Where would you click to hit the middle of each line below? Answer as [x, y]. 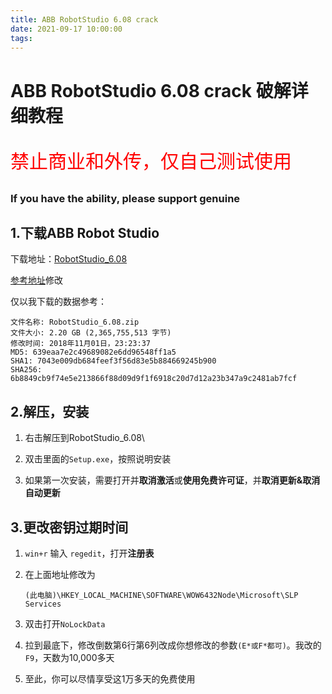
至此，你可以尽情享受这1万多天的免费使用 [110, 679]
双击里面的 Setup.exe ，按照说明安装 [98, 459]
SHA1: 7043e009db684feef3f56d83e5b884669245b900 [113, 361]
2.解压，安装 [50, 411]
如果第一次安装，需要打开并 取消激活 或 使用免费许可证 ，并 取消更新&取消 [172, 480]
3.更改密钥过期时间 [69, 527]
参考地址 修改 [36, 280]
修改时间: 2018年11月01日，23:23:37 [80, 344]
